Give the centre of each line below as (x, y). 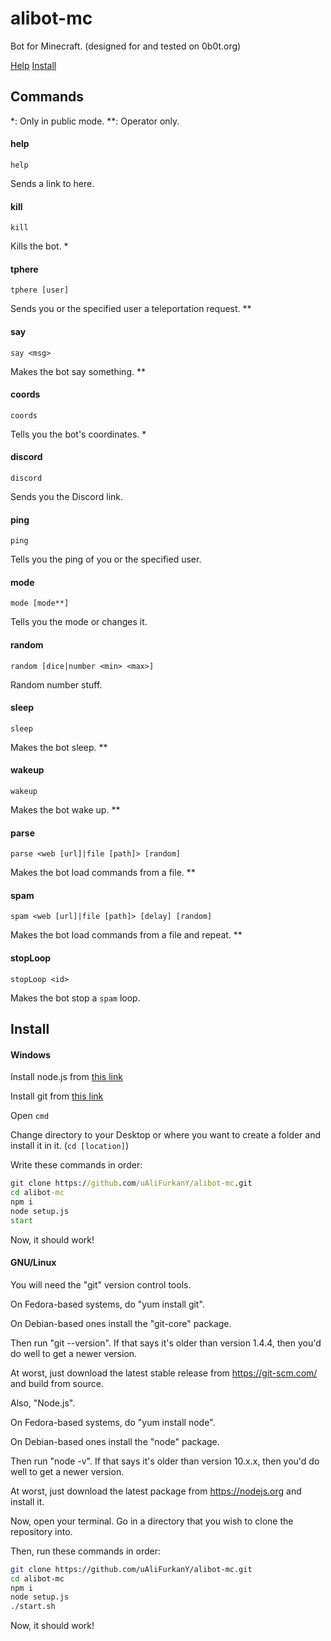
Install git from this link (57, 1096)
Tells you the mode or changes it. (79, 622)
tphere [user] (40, 290)
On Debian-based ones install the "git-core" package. (121, 1323)
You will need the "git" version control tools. (101, 1284)
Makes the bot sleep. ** (59, 747)
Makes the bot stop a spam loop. (75, 998)
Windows (30, 1054)
